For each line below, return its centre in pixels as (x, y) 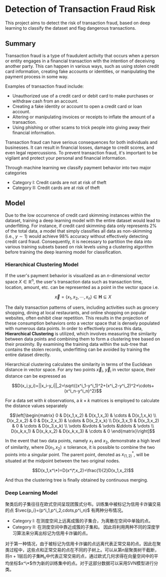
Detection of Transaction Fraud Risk (80, 9)
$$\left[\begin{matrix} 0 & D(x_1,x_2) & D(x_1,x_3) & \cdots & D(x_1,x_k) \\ (83, 415)
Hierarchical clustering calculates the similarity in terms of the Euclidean (79, 364)
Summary (21, 44)
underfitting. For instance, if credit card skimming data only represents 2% (81, 226)
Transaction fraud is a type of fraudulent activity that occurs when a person (82, 55)
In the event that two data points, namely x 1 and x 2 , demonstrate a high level (83, 441)
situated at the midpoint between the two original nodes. (62, 461)
